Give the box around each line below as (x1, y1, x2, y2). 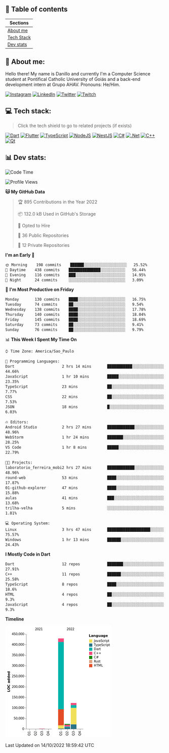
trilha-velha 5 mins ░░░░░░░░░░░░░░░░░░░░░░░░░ (5, 506, 164, 511)
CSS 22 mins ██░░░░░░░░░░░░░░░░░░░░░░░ (5, 394, 164, 399)
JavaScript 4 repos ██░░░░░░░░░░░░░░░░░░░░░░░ (5, 602, 164, 607)
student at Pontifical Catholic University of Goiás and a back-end (5, 76, 141, 82)
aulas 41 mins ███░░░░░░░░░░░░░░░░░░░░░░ (5, 495, 164, 500)
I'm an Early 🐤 (5, 252, 35, 258)
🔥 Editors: (5, 420, 29, 425)
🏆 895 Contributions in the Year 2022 (17, 199, 98, 205)
